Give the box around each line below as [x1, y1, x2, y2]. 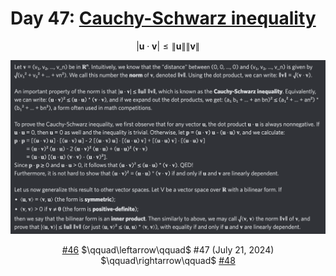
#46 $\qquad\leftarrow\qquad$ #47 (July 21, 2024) [61, 244, 275, 256]
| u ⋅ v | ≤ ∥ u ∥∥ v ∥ [136, 40, 200, 52]
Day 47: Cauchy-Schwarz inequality [10, 7, 317, 30]
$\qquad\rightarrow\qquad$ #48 [100, 255, 236, 267]
